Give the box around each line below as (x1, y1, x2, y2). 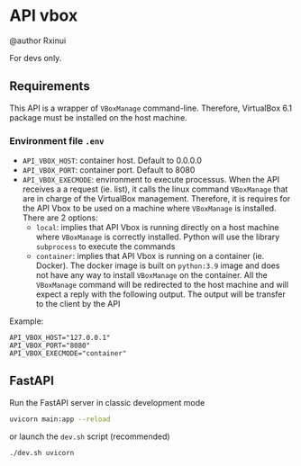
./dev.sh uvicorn (9, 448, 75, 457)
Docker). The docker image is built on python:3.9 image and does (35, 260, 280, 271)
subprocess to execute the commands (35, 241, 176, 252)
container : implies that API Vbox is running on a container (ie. (35, 251, 265, 262)
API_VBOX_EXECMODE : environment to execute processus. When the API (22, 175, 280, 185)
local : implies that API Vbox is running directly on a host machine (35, 222, 279, 233)
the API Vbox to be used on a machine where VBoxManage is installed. (22, 203, 277, 214)
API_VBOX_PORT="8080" (9, 341, 91, 351)
